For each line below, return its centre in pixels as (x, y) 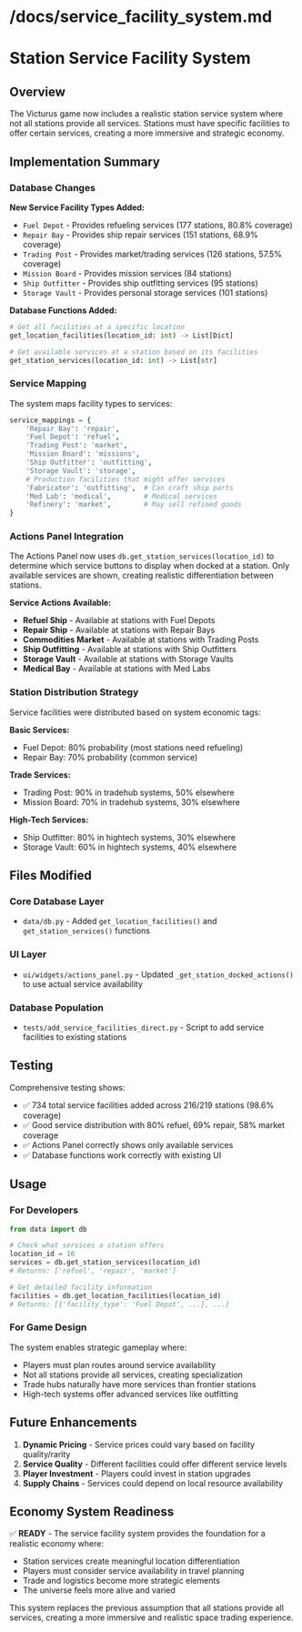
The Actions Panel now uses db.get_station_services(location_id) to (142, 556)
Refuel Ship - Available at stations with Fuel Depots (119, 620)
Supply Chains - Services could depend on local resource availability (153, 1483)
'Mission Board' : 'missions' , (83, 454)
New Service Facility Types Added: (77, 207)
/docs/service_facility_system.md (141, 17)
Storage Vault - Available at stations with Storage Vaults (128, 659)
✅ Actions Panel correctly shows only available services (128, 1144)
